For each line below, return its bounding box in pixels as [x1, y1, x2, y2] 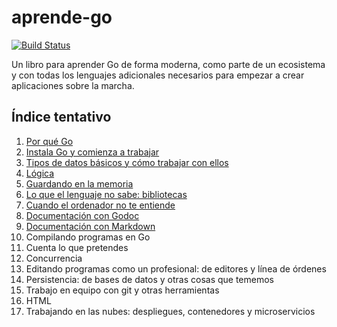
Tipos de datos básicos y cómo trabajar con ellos [25, 156, 229, 168]
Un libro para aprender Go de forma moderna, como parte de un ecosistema [11, 58, 326, 70]
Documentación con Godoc [25, 209, 140, 221]
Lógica [25, 167, 55, 179]
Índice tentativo [11, 109, 112, 126]
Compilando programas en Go [25, 231, 151, 243]
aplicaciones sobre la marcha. [11, 79, 135, 91]
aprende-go [11, 6, 113, 29]
